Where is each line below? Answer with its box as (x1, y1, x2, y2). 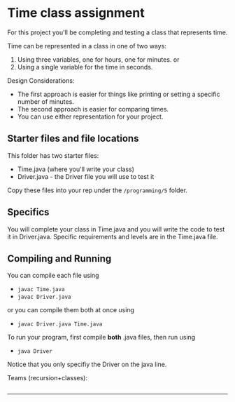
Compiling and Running (7, 253, 112, 264)
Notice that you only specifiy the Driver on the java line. (7, 360, 167, 369)
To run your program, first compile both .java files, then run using (7, 333, 196, 342)
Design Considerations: (7, 76, 75, 85)
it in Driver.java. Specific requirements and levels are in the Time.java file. (7, 232, 218, 241)
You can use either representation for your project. (17, 112, 164, 121)
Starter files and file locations (7, 133, 139, 145)
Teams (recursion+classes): (7, 374, 87, 382)
